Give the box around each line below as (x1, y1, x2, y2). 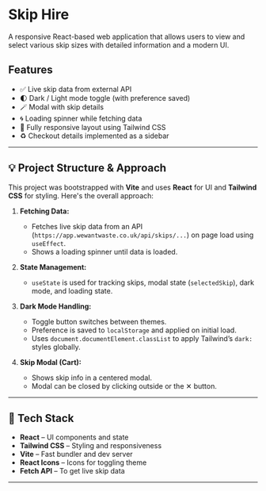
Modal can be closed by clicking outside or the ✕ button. (31, 381, 218, 390)
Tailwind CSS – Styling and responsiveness (19, 441, 162, 451)
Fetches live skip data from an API (31, 221, 143, 231)
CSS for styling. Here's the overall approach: (8, 190, 154, 200)
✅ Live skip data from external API (19, 84, 132, 94)
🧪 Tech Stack (8, 411, 74, 425)
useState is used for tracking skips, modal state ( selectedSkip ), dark (31, 278, 255, 287)
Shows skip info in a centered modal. (31, 373, 153, 382)
